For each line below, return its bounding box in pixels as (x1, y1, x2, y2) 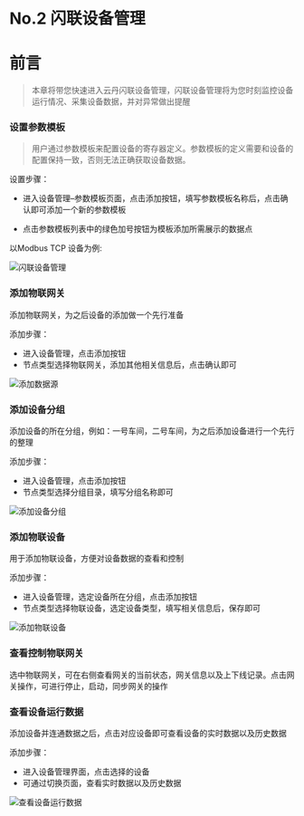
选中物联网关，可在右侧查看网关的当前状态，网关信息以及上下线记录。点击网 (9, 669, 295, 680)
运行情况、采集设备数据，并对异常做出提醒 (31, 96, 191, 107)
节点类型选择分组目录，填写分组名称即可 (22, 486, 174, 498)
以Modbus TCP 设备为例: (9, 243, 102, 254)
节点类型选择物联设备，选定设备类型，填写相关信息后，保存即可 (22, 603, 261, 614)
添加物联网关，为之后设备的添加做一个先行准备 (9, 309, 184, 320)
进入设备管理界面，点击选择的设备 (22, 766, 150, 777)
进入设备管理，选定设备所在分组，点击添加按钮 (22, 591, 197, 602)
